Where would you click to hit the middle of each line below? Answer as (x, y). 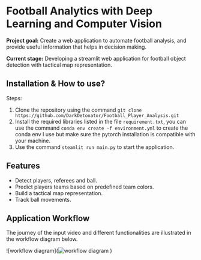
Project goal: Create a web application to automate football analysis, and (96, 40)
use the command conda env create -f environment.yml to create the (101, 128)
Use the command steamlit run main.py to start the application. (94, 147)
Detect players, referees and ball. (56, 180)
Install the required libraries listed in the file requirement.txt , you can (100, 121)
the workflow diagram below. (42, 239)
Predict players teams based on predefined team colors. (84, 187)
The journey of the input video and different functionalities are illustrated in (99, 233)
